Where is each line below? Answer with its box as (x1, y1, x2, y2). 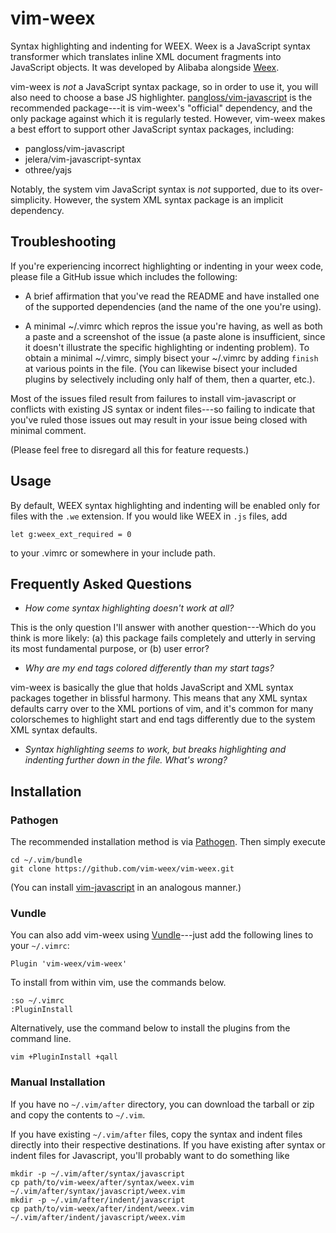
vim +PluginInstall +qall (10, 1052, 118, 1062)
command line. (10, 1033, 72, 1045)
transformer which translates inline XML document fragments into (10, 50, 282, 62)
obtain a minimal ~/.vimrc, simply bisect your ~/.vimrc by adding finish (24, 352, 319, 364)
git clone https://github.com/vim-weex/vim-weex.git (10, 864, 235, 874)
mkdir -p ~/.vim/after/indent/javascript (10, 1195, 186, 1205)
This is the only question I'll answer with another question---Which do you (10, 622, 317, 634)
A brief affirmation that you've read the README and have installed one (24, 290, 320, 302)
